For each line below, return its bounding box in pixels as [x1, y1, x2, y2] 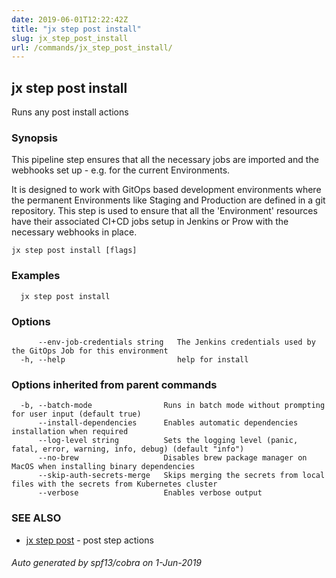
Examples [11, 269, 61, 283]
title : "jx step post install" [11, 24, 142, 34]
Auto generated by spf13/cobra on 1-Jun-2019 [11, 557, 203, 569]
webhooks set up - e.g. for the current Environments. [11, 164, 231, 176]
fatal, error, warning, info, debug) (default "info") [11, 444, 245, 455]
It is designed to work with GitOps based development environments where [11, 184, 322, 196]
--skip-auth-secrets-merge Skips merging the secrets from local [37, 471, 326, 481]
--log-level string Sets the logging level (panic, [37, 436, 299, 446]
